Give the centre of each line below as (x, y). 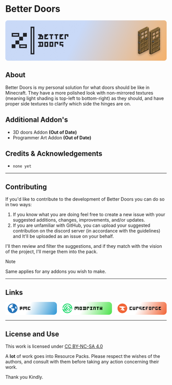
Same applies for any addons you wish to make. (56, 271)
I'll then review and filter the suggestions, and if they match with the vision (84, 246)
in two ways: (19, 205)
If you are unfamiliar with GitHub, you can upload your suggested (81, 225)
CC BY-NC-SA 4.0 (84, 347)
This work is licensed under (35, 347)
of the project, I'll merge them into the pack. (52, 252)
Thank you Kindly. (24, 377)
